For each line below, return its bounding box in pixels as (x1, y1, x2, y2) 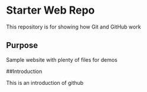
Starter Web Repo (6, 4, 95, 17)
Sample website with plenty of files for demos (6, 56, 118, 63)
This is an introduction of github (6, 79, 84, 86)
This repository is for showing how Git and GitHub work (6, 23, 141, 30)
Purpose (6, 40, 38, 50)
